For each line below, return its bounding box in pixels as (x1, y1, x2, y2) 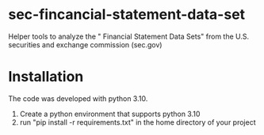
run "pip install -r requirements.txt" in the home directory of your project (19, 117, 256, 127)
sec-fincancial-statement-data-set (8, 6, 246, 24)
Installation (8, 68, 84, 86)
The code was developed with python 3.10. (8, 93, 148, 103)
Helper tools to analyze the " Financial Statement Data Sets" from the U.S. (8, 32, 250, 41)
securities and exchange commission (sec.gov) (8, 39, 163, 49)
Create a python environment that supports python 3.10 (19, 109, 201, 118)
